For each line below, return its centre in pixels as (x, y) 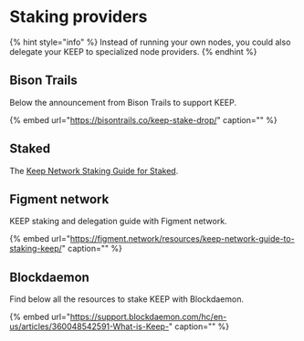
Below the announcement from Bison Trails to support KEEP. (123, 102)
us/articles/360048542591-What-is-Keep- (89, 326)
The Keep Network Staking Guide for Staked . (94, 170)
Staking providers (79, 17)
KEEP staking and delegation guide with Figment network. (118, 222)
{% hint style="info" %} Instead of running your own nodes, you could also (150, 42)
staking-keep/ (36, 249)
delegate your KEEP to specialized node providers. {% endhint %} (133, 51)
